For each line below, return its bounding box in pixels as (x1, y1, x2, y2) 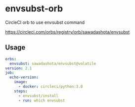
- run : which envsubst (18, 98, 65, 103)
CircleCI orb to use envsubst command (5, 19, 85, 25)
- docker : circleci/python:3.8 (18, 84, 83, 89)
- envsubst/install (18, 93, 58, 98)
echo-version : (9, 75, 39, 80)
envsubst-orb (5, 3, 63, 14)
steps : (14, 89, 28, 94)
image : (14, 80, 28, 85)
